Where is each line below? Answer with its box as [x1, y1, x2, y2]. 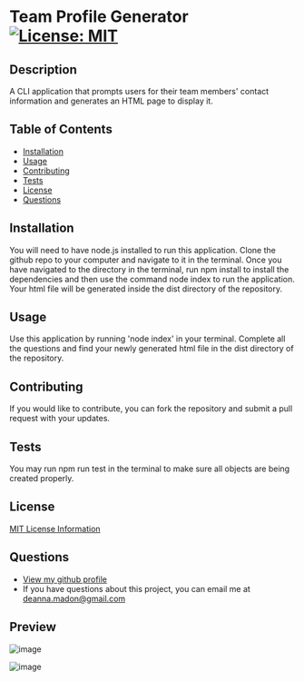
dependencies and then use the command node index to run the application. [9, 273, 295, 284]
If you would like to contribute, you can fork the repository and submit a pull [9, 403, 293, 414]
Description [9, 62, 77, 77]
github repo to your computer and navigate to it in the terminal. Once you [9, 254, 282, 265]
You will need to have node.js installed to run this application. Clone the [9, 244, 277, 255]
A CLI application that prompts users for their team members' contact [9, 86, 270, 96]
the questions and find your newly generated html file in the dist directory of [9, 343, 294, 354]
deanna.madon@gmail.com [22, 593, 126, 604]
